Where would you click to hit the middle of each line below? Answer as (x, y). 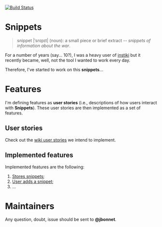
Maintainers (30, 206)
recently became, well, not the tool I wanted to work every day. (68, 60)
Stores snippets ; (28, 176)
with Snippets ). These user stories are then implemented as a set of (73, 108)
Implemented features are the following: (45, 167)
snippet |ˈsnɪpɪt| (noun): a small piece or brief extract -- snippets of (84, 40)
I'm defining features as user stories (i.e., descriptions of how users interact (81, 102)
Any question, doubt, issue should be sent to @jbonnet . (61, 219)
